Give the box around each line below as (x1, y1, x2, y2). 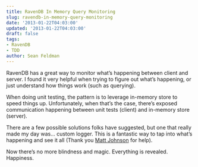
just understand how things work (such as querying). (6, 81, 136, 89)
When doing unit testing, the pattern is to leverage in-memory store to (6, 93, 178, 100)
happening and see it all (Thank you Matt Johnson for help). (6, 136, 153, 143)
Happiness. (6, 154, 34, 161)
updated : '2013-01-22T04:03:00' (6, 25, 86, 31)
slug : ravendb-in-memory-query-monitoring (6, 14, 113, 20)
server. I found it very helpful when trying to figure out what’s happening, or (6, 75, 191, 83)
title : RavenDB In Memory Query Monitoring (6, 8, 116, 15)
